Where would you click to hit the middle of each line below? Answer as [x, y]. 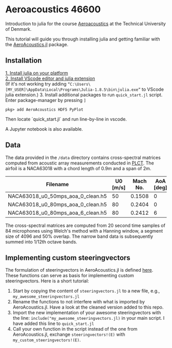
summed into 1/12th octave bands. [41, 241]
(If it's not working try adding [36, 84]
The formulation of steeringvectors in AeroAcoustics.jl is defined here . [79, 270]
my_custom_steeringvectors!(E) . [47, 340]
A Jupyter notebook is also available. [44, 129]
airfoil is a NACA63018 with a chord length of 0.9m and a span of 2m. [78, 168]
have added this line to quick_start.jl [53, 323]
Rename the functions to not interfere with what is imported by [79, 302]
